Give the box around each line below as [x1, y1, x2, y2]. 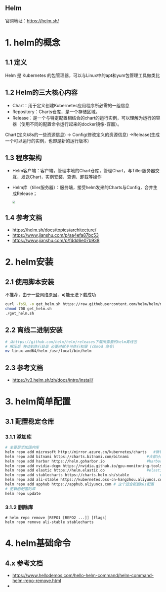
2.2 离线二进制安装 [5, 326, 63, 334]
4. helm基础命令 [5, 538, 71, 549]
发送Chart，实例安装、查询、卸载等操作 [21, 174, 102, 180]
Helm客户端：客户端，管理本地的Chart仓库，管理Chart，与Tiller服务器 [12, 168, 156, 174]
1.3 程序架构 [5, 154, 42, 162]
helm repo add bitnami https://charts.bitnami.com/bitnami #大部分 [5, 454, 161, 459]
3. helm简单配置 [5, 396, 71, 407]
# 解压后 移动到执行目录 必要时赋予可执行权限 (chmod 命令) [5, 344, 115, 349]
